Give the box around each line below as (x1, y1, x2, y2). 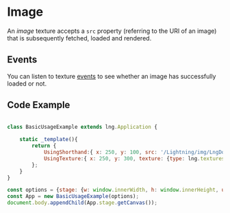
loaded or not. (7, 79, 47, 88)
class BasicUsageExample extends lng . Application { (7, 123, 157, 130)
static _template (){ (19, 136, 78, 143)
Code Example (7, 99, 71, 111)
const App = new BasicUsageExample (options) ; (7, 193, 139, 200)
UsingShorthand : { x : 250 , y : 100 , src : (43, 149, 157, 156)
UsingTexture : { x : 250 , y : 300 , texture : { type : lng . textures (43, 155, 225, 162)
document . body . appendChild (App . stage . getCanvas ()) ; (7, 199, 157, 206)
